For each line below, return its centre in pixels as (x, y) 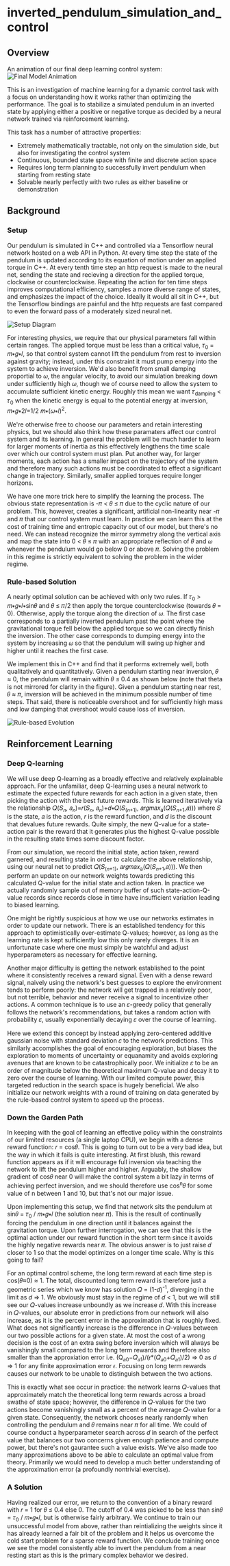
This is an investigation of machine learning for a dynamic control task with (113, 90)
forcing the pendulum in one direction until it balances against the (100, 1223)
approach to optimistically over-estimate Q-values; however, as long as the (113, 933)
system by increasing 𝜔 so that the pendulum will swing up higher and (106, 643)
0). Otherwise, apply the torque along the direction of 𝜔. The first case (106, 613)
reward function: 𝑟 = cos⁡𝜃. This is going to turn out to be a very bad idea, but (115, 1147)
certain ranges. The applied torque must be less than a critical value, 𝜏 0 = (111, 346)
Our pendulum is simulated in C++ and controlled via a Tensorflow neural (110, 245)
